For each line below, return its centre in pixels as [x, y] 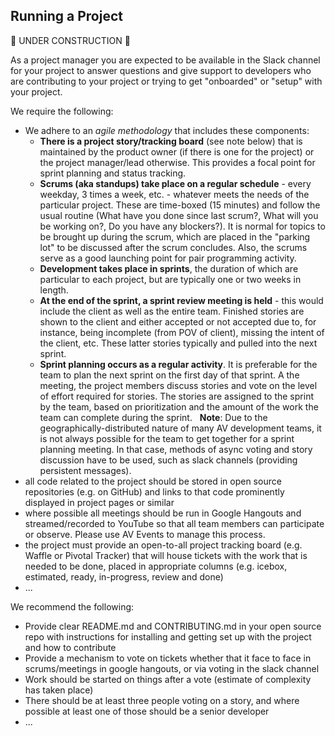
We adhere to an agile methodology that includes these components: [167, 130]
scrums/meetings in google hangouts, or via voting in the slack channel [172, 668]
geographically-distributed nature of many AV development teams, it [180, 428]
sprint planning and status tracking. [113, 173]
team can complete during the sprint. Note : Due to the [153, 417]
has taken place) [59, 690]
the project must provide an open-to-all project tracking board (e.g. [163, 545]
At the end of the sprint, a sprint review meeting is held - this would [181, 300]
